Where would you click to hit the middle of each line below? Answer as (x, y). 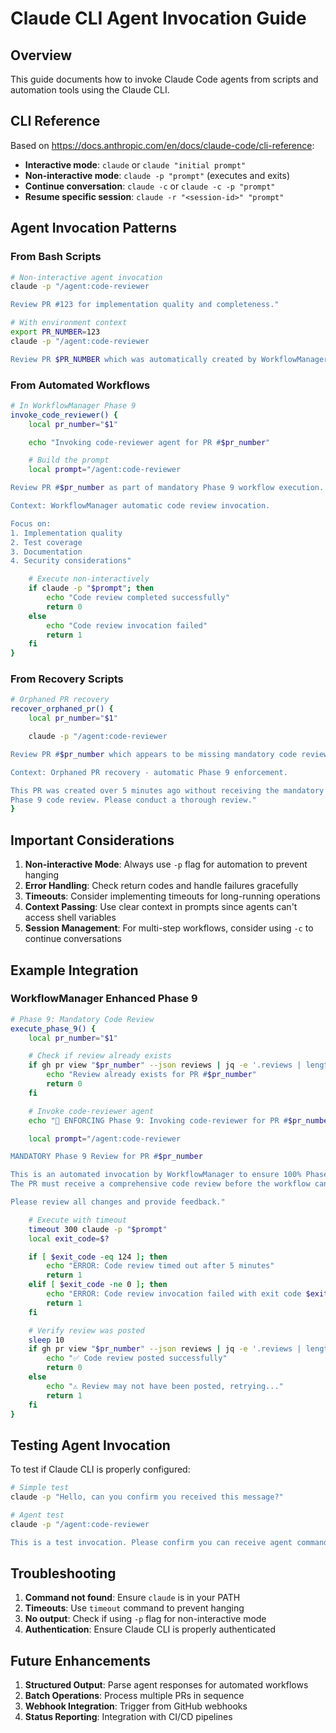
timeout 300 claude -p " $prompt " (98, 1229)
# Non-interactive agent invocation (86, 277)
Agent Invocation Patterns (94, 228)
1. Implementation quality (66, 533)
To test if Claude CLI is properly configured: (100, 1469)
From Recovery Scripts (67, 679)
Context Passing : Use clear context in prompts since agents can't (161, 907)
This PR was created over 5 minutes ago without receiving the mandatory (167, 790)
